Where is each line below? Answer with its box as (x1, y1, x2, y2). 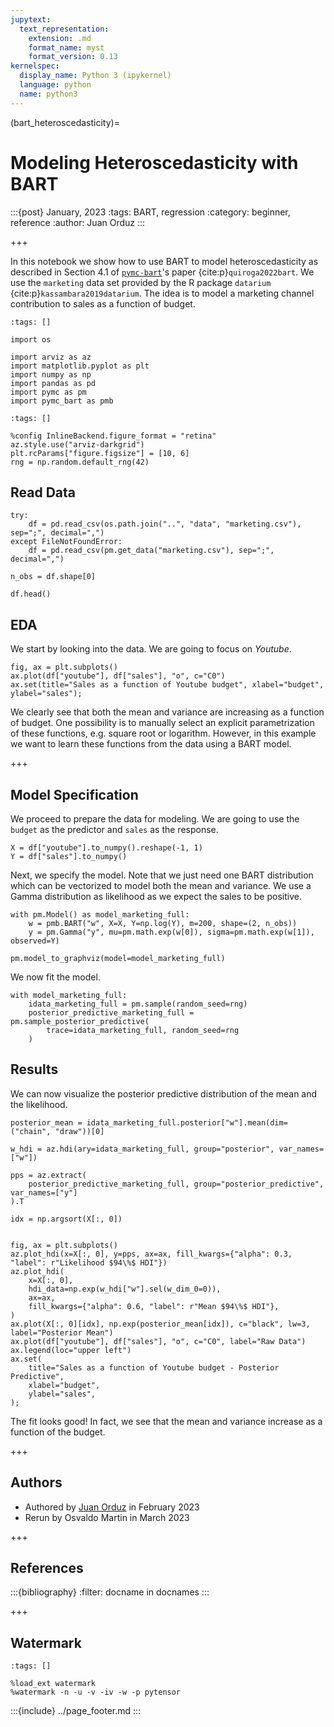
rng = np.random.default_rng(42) (10, 457, 150, 467)
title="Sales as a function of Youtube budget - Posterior (28, 1362, 280, 1373)
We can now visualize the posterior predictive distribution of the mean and (10, 1087, 318, 1100)
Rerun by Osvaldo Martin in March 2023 (24, 1511, 190, 1523)
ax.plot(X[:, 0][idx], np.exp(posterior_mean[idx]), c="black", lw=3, (10, 1319, 311, 1329)
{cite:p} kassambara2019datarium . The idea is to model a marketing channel (10, 287, 315, 299)
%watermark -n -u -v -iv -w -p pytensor (10, 1687, 182, 1698)
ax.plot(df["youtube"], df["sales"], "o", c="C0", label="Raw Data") (10, 1336, 307, 1346)
